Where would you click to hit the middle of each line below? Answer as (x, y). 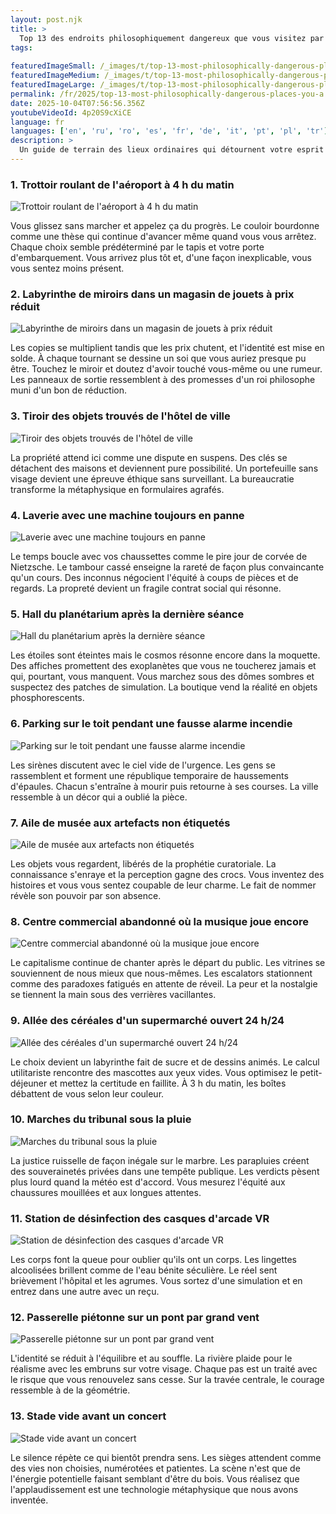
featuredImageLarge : (53, 85)
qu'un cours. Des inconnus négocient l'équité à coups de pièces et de (154, 578)
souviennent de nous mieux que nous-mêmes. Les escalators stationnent (161, 973)
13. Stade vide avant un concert (88, 1416)
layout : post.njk (46, 19)
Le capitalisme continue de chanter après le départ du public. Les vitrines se (168, 963)
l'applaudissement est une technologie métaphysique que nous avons (154, 1489)
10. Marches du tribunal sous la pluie (101, 1119)
